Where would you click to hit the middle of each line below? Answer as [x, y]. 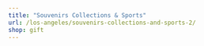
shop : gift [26, 30]
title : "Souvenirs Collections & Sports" [77, 15]
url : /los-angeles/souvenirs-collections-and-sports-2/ [102, 23]
